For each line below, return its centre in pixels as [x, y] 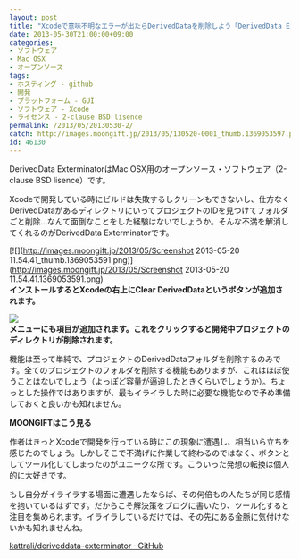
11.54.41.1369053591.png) [57, 279]
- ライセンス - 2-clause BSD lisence [76, 117]
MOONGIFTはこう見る [50, 422]
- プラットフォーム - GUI [52, 101]
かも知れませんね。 [52, 528]
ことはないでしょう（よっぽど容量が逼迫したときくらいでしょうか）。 [143, 381]
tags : [19, 76]
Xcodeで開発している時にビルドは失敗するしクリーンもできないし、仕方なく [150, 199]
